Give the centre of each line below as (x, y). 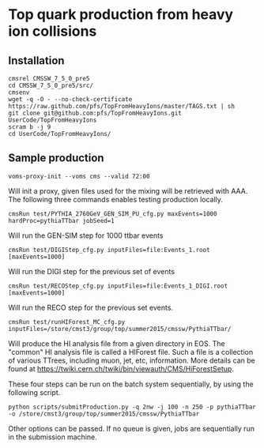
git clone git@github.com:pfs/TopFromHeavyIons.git (95, 113)
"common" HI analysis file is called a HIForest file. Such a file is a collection (131, 352)
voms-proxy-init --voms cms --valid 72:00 (79, 176)
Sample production (56, 158)
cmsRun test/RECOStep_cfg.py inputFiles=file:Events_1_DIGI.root (118, 286)
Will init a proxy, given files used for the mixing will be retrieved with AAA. (128, 190)
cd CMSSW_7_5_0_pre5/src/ (51, 85)
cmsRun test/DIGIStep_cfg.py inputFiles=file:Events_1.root (109, 250)
